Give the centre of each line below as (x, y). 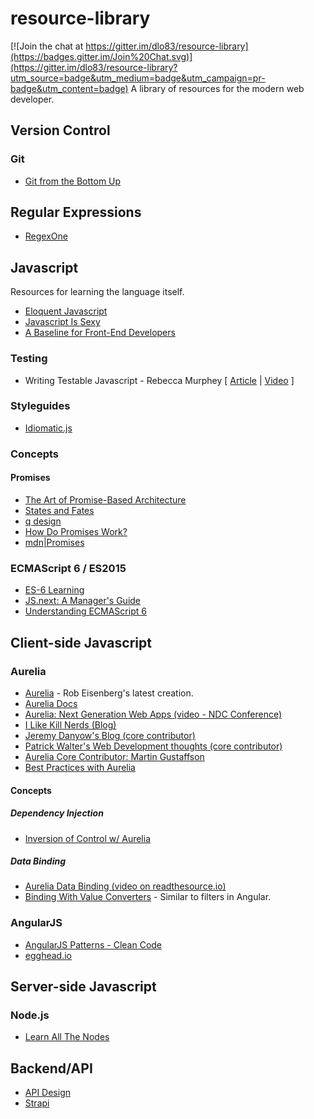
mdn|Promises (54, 542)
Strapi (37, 1103)
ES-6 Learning (54, 590)
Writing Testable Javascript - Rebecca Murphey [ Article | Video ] (159, 380)
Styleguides (40, 406)
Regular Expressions (76, 212)
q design (43, 521)
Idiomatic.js (48, 428)
